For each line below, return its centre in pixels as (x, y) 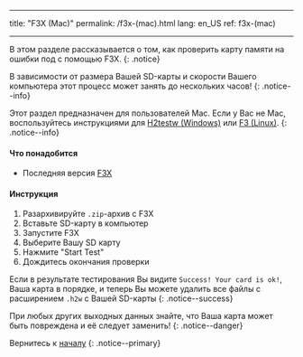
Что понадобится (44, 153)
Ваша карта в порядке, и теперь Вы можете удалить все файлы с (135, 289)
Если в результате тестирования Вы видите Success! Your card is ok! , (146, 279)
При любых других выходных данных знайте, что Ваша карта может (141, 316)
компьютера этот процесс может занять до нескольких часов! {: (134, 86)
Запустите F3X (50, 233)
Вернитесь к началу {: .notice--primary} (85, 343)
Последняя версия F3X (67, 174)
